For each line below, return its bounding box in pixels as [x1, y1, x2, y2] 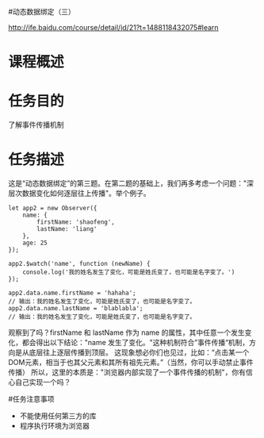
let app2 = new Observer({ [8, 205, 98, 213]
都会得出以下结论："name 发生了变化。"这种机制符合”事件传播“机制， [21, 338, 250, 348]
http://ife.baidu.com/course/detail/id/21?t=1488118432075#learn [8, 23, 220, 32]
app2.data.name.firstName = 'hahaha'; [8, 289, 136, 298]
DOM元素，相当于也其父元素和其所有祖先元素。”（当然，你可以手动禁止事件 [8, 358, 254, 367]
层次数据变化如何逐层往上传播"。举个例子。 [8, 189, 151, 198]
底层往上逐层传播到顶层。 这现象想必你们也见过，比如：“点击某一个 [29, 348, 250, 357]
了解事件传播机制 [8, 120, 64, 129]
